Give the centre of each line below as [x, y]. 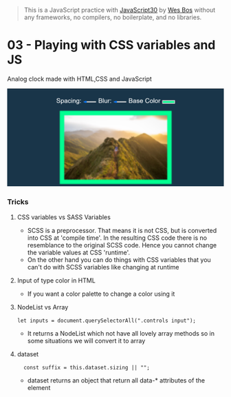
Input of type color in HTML [56, 280]
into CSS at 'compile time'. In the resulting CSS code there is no [117, 238]
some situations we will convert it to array [86, 340]
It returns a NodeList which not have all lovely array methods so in [121, 333]
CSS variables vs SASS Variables [64, 217]
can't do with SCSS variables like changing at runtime [103, 267]
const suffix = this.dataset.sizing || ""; [87, 367]
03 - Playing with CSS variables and [111, 45]
